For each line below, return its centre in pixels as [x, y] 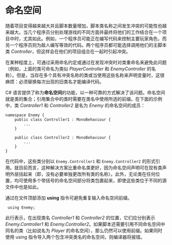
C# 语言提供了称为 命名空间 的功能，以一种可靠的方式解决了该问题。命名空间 [85, 92]
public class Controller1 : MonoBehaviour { [63, 119]
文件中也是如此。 [23, 187]
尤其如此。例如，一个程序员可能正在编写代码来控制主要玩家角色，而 [95, 39]
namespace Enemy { [25, 115]
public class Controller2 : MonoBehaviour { [63, 137]
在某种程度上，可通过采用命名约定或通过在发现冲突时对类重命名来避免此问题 [86, 62]
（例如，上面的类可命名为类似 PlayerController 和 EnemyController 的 [79, 69]
